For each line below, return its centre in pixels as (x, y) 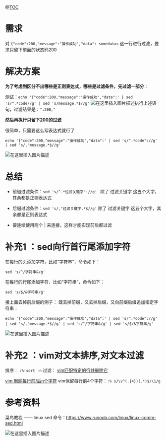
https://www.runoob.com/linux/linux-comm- (111, 417)
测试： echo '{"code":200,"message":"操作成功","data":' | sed (69, 97)
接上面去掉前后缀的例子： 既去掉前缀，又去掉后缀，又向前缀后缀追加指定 (80, 302)
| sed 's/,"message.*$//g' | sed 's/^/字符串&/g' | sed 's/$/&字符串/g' (80, 324)
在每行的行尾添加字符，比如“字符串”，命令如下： (55, 282)
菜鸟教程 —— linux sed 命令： (36, 417)
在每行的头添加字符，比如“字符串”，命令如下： (53, 261)
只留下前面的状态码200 (33, 50)
